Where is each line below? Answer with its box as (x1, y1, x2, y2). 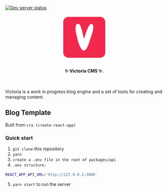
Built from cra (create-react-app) (5, 122, 76, 128)
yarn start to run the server (12, 181, 71, 187)
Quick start (5, 134, 34, 141)
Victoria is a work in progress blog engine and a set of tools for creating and (5, 88, 162, 94)
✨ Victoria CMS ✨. (65, 68, 104, 74)
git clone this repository (12, 146, 64, 152)
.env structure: (12, 163, 47, 168)
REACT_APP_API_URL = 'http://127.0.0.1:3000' (5, 172, 98, 177)
